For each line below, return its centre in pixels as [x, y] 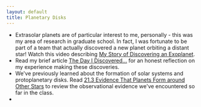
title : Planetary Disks [36, 18]
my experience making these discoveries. [67, 66]
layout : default [27, 12]
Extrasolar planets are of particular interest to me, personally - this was [104, 34]
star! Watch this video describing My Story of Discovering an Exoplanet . [105, 54]
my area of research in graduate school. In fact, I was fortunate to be [101, 41]
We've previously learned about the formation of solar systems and [99, 73]
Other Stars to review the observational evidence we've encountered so [105, 86]
